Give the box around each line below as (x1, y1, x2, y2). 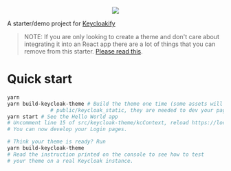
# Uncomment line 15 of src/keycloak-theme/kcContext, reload (7, 119, 189, 126)
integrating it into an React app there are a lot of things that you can (23, 40, 216, 48)
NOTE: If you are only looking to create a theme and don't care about (23, 33, 220, 41)
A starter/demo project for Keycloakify (7, 19, 115, 27)
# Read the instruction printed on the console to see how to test (7, 151, 205, 158)
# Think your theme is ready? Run (7, 138, 107, 146)
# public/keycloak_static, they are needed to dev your (50, 106, 214, 113)
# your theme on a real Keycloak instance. (7, 157, 134, 164)
